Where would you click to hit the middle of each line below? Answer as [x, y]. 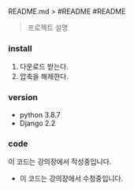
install [20, 48]
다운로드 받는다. [44, 67]
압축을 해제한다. [44, 76]
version [23, 98]
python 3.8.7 [40, 114]
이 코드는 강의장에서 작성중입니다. [60, 162]
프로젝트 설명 [48, 28]
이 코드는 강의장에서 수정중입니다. [71, 178]
